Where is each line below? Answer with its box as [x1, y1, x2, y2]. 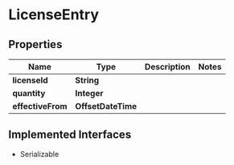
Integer [75, 88, 104, 99]
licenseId [12, 74, 48, 86]
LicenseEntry [8, 6, 99, 24]
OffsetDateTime [75, 101, 138, 111]
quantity [12, 88, 46, 99]
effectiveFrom [12, 101, 68, 111]
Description [144, 62, 191, 72]
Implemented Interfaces [8, 128, 132, 142]
